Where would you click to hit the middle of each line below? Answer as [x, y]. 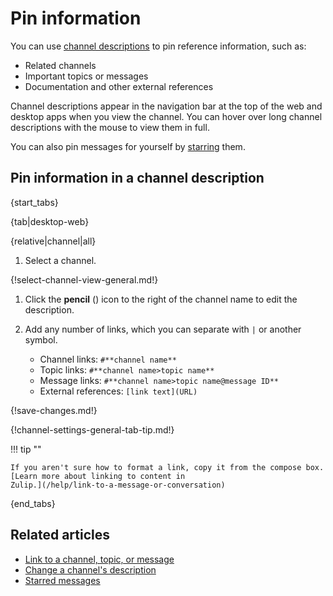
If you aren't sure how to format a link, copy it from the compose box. [167, 467]
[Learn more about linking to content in [98, 476]
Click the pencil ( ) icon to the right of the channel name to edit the [161, 299]
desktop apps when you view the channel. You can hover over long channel [166, 116]
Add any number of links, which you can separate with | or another [163, 329]
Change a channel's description [90, 569]
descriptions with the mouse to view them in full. [110, 127]
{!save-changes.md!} [54, 410]
